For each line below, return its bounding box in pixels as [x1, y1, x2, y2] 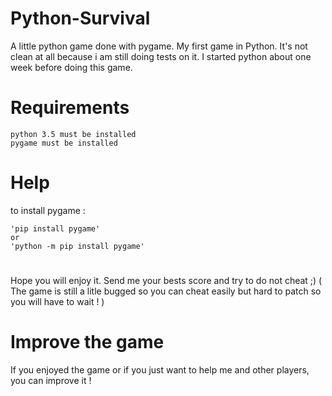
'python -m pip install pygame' [10, 241, 145, 251]
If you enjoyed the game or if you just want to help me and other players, [10, 363, 310, 376]
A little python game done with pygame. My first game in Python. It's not [10, 40, 308, 52]
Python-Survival [10, 7, 151, 30]
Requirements [10, 97, 130, 119]
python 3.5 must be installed [10, 129, 137, 139]
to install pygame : [10, 204, 86, 216]
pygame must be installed [10, 138, 118, 148]
